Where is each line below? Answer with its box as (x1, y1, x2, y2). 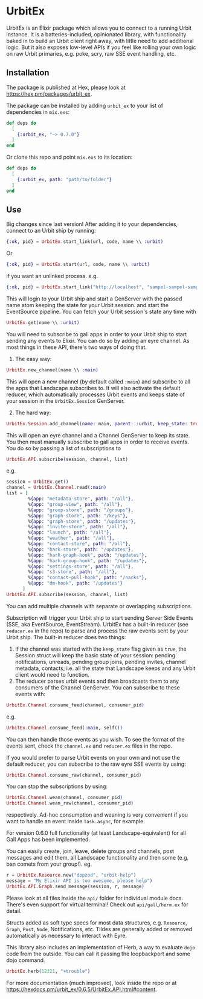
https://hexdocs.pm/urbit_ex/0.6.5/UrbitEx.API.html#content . (6, 986, 157, 993)
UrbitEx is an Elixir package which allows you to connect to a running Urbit (6, 24, 192, 32)
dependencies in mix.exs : (6, 108, 70, 116)
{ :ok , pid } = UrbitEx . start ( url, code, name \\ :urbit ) (6, 262, 150, 268)
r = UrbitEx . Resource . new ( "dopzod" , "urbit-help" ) (6, 872, 137, 878)
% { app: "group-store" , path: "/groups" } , (28, 507, 134, 513)
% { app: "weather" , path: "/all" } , (28, 535, 115, 542)
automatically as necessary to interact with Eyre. (6, 932, 127, 939)
